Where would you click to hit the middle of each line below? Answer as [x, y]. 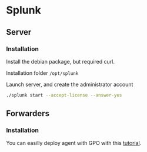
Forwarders [28, 113]
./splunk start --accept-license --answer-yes [64, 95]
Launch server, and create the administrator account [70, 84]
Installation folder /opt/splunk [42, 73]
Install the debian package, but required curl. [60, 61]
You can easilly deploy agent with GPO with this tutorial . [74, 143]
